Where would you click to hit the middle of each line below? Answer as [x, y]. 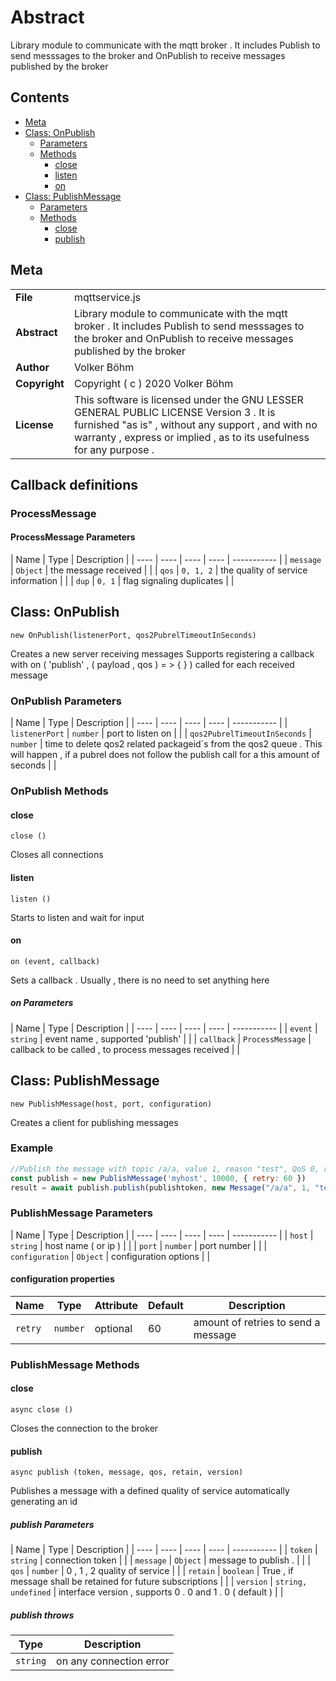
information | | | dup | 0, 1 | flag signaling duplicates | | [122, 581]
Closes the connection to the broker [84, 1428]
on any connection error [113, 1661]
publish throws [42, 1615]
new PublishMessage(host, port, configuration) [111, 1104]
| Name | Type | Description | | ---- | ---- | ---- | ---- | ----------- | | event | [164, 1028]
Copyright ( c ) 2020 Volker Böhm [153, 383]
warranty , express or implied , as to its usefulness [191, 437]
